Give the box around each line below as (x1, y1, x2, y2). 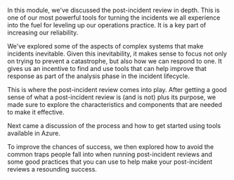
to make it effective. (7, 108, 65, 116)
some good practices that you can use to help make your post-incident (7, 157, 213, 166)
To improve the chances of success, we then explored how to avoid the (7, 143, 214, 150)
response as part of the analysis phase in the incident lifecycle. (7, 72, 190, 80)
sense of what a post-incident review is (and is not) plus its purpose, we (7, 93, 216, 101)
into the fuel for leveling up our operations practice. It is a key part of (7, 21, 207, 29)
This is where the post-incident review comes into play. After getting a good (7, 86, 227, 94)
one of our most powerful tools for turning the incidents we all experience (7, 13, 221, 22)
